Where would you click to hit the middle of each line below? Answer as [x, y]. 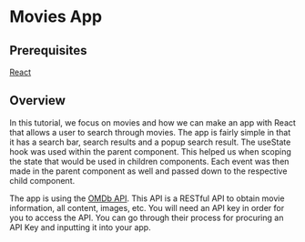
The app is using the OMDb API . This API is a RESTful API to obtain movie [147, 198]
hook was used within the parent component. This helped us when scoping [150, 151]
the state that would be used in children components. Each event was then [149, 161]
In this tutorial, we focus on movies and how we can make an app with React [152, 122]
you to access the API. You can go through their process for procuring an [147, 217]
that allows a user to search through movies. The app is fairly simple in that [150, 132]
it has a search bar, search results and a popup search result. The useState [150, 142]
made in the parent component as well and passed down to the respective [148, 171]
